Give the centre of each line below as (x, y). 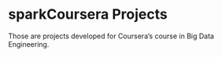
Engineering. (29, 44)
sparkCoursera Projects (88, 14)
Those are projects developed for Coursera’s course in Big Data (111, 36)
